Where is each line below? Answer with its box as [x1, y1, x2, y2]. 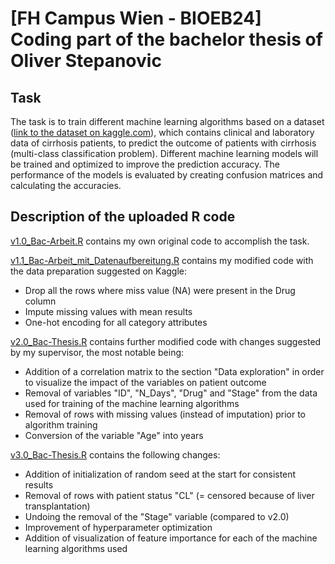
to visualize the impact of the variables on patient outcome [24, 376, 267, 388]
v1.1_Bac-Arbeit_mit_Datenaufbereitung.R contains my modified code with [10, 254, 314, 266]
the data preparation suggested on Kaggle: [10, 265, 188, 277]
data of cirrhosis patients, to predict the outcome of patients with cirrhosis [10, 137, 317, 149]
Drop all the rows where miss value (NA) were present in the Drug [24, 284, 296, 296]
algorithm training [24, 418, 98, 431]
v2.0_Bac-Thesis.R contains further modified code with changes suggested [10, 335, 322, 347]
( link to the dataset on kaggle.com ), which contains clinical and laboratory [10, 127, 315, 138]
